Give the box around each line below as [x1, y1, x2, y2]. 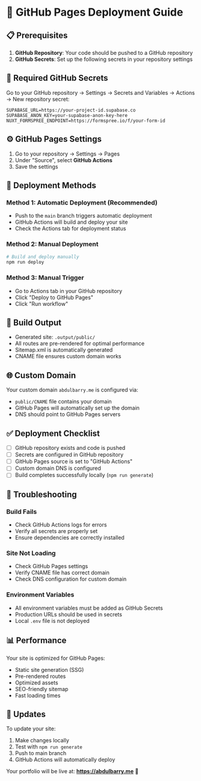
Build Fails [6, 507, 37, 516]
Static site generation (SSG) [14, 666, 84, 673]
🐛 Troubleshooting [6, 489, 77, 499]
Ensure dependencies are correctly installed [14, 534, 125, 542]
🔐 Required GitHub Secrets [6, 73, 108, 83]
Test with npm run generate [14, 743, 82, 750]
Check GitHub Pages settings [14, 563, 88, 570]
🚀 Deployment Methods [6, 180, 96, 191]
